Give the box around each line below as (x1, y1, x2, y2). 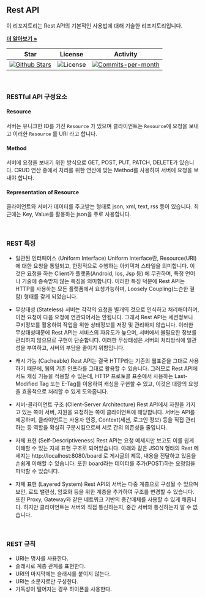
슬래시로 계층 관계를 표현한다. (15, 562, 86, 569)
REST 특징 (6, 239, 36, 248)
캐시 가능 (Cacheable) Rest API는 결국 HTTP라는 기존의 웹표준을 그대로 (15, 357, 188, 364)
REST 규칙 (6, 539, 36, 548)
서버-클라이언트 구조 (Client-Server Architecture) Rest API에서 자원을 (15, 401, 185, 408)
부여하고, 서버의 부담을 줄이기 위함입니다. (26, 344, 125, 351)
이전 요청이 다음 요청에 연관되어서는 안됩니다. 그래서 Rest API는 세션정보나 (15, 313, 194, 320)
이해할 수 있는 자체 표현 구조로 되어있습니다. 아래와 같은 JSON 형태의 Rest (15, 444, 193, 452)
